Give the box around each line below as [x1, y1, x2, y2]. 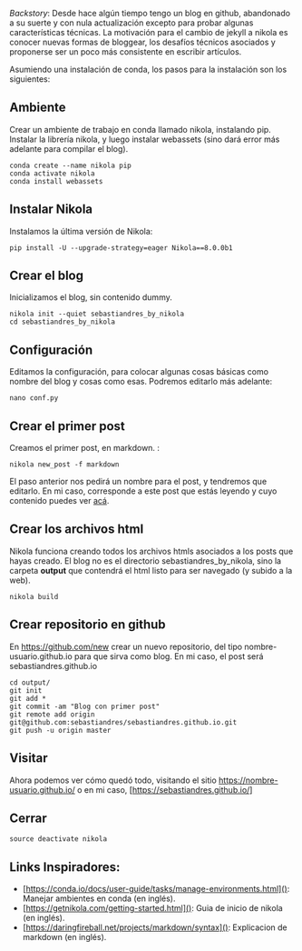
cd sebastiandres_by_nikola [9, 317, 116, 326]
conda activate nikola [9, 168, 95, 178]
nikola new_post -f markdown [9, 460, 120, 469]
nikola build [9, 592, 59, 601]
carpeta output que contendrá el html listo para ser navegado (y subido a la [9, 565, 293, 576]
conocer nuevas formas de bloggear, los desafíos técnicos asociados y [9, 36, 277, 47]
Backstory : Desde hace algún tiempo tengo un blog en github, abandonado [9, 8, 291, 18]
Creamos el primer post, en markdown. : [9, 443, 161, 454]
